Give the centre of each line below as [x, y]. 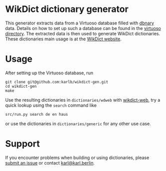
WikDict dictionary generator [67, 9]
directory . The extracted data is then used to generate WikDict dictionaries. [83, 33]
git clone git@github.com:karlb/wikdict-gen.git [57, 82]
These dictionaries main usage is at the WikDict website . [63, 39]
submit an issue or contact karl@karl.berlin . [50, 163]
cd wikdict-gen [21, 86]
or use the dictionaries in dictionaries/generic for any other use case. [78, 124]
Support [22, 144]
